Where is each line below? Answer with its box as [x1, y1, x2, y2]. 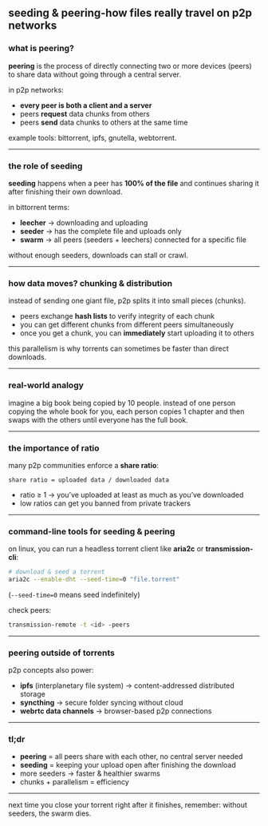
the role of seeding [8, 160, 83, 171]
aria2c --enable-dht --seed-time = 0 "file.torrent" [8, 575, 180, 584]
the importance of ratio [8, 443, 100, 454]
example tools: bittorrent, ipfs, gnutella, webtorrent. [8, 133, 177, 142]
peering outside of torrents [8, 647, 116, 658]
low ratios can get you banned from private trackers [19, 498, 191, 508]
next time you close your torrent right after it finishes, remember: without [8, 800, 247, 810]
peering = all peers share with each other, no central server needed [19, 752, 243, 761]
